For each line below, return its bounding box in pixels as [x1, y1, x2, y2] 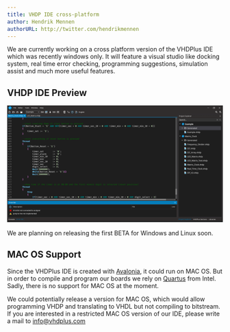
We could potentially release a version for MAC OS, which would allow [7, 295, 205, 303]
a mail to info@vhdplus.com [7, 316, 86, 325]
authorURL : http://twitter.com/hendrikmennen [7, 25, 139, 32]
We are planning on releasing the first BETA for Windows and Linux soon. [7, 228, 214, 237]
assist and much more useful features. [7, 67, 116, 75]
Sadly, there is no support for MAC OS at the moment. [7, 281, 159, 289]
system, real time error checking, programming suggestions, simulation [7, 60, 209, 68]
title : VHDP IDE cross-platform [7, 11, 99, 18]
